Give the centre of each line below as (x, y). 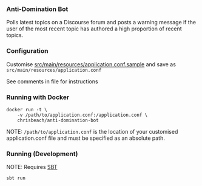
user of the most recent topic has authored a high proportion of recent (94, 29)
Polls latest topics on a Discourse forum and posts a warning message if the (101, 22)
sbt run (16, 178)
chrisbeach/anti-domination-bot (58, 120)
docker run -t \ (27, 109)
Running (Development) (42, 154)
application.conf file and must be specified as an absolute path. (86, 138)
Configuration (27, 51)
